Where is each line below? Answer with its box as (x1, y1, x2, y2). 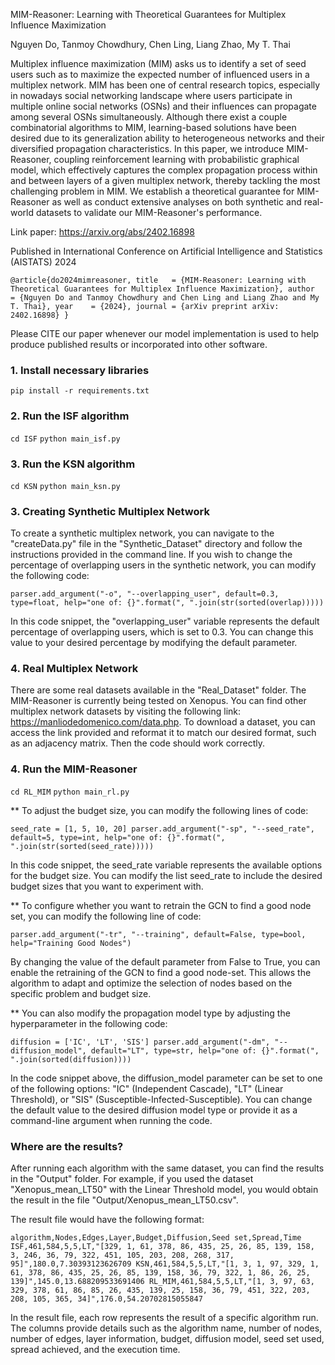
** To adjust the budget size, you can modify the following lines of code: (10, 804, 309, 816)
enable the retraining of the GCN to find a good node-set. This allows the (10, 966, 312, 978)
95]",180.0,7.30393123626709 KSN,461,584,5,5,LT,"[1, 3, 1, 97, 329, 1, (10, 1259, 320, 1269)
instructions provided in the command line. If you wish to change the (10, 549, 293, 561)
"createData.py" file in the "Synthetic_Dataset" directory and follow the (10, 538, 303, 550)
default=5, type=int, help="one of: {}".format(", (10, 832, 226, 843)
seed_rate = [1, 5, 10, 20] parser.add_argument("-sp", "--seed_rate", (10, 824, 315, 834)
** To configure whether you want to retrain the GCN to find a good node (10, 899, 312, 911)
